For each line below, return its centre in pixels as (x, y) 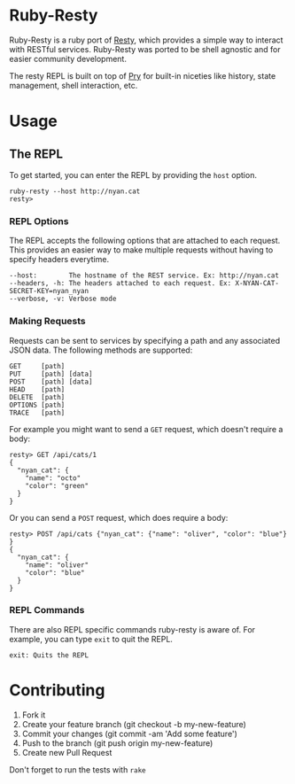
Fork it (34, 715)
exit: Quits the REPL (49, 655)
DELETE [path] (37, 397)
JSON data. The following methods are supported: (101, 350)
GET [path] (37, 366)
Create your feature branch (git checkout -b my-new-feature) (134, 724)
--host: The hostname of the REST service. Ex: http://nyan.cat (144, 276)
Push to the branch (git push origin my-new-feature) (117, 743)
